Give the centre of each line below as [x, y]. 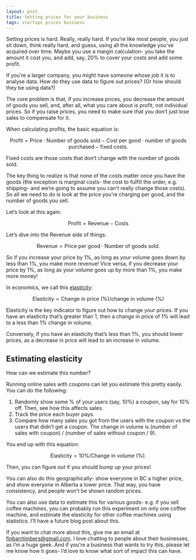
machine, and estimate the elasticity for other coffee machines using [89, 515]
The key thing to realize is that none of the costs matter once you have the [96, 176]
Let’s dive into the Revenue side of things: [56, 235]
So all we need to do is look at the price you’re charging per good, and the [95, 195]
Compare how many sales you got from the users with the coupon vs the [102, 420]
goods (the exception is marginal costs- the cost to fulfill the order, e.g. [92, 182]
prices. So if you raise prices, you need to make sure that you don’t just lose [97, 111]
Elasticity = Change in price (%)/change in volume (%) [98, 299]
